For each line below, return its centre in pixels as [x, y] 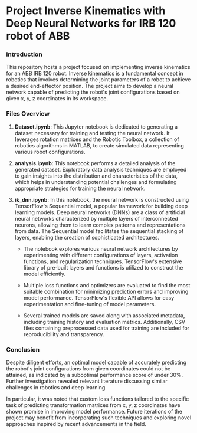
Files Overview [28, 114]
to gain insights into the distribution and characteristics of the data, [96, 176]
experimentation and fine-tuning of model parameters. [90, 304]
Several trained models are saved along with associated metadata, [104, 315]
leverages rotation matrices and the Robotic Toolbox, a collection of [97, 139]
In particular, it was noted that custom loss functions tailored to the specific [98, 399]
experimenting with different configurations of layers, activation [101, 255]
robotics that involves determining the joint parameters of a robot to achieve [98, 80]
